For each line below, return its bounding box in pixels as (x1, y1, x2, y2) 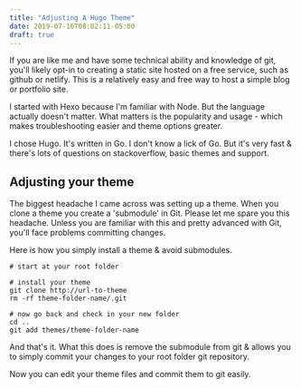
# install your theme (9, 278, 91, 287)
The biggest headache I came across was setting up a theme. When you (9, 199, 279, 209)
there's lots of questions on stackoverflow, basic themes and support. (9, 148, 269, 159)
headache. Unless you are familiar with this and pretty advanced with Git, (9, 218, 282, 228)
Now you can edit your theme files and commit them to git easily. (9, 369, 251, 380)
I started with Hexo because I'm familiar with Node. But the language (9, 102, 265, 112)
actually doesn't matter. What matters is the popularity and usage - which (9, 111, 283, 122)
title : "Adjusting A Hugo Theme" (9, 13, 136, 23)
